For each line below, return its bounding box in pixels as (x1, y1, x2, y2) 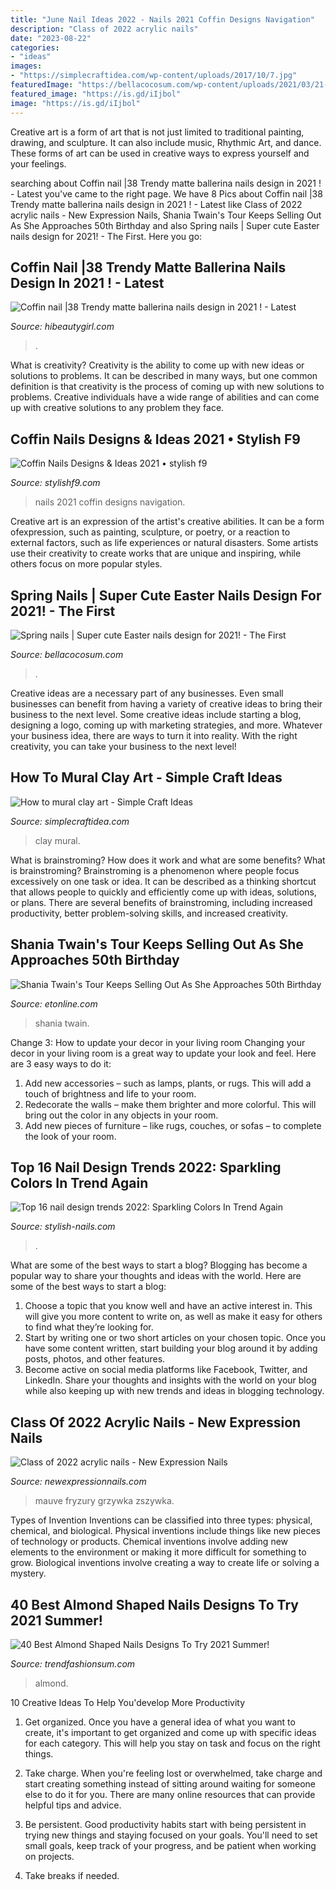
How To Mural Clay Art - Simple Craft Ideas (10, 769, 283, 786)
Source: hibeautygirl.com (10, 321, 115, 333)
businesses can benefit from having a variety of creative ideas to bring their (10, 697, 323, 710)
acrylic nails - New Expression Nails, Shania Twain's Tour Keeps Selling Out (10, 209, 322, 221)
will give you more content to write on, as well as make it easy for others (24, 1311, 323, 1323)
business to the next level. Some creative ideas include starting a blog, (10, 708, 302, 720)
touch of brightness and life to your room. (24, 1087, 197, 1100)
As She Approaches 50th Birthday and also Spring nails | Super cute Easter (10, 219, 320, 231)
